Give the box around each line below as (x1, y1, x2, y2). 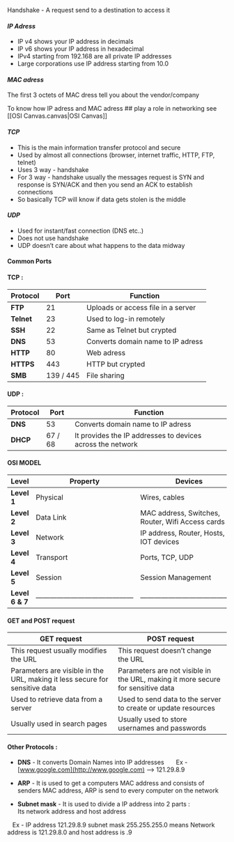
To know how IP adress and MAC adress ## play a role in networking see (7, 104, 217, 113)
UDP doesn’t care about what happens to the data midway (17, 241, 185, 249)
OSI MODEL (7, 459, 42, 467)
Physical (36, 492, 64, 502)
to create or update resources (118, 703, 216, 713)
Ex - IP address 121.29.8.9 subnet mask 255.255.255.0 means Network (12, 821, 215, 829)
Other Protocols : (7, 742, 58, 751)
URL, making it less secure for (10, 675, 109, 685)
